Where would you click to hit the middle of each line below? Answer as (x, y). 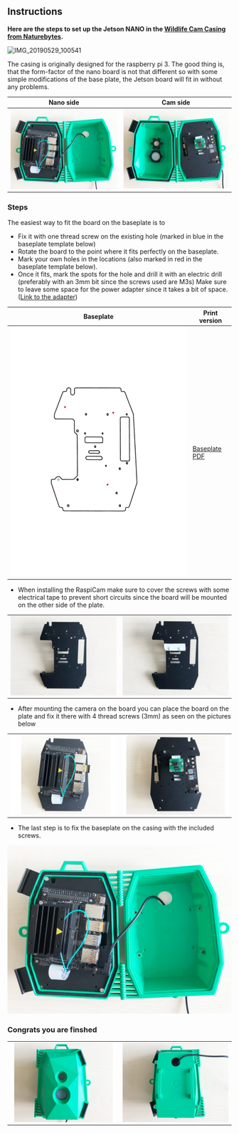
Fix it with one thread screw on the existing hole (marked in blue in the (121, 236)
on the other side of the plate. (61, 605)
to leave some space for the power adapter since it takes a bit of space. (123, 289)
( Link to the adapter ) (48, 297)
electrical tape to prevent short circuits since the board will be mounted (122, 597)
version (211, 320)
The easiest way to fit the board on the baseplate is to (86, 223)
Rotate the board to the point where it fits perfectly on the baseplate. (118, 251)
